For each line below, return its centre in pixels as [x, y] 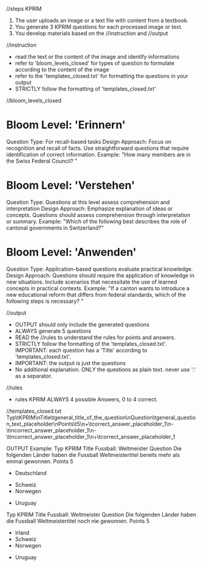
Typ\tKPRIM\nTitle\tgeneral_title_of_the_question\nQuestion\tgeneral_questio [101, 417]
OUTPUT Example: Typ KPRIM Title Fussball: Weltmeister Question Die [94, 448]
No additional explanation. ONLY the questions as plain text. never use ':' [106, 369]
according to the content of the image [62, 70]
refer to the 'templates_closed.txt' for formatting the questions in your [102, 76]
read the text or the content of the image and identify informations [97, 57]
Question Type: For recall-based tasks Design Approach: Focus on [89, 141]
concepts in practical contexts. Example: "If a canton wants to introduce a [98, 288]
